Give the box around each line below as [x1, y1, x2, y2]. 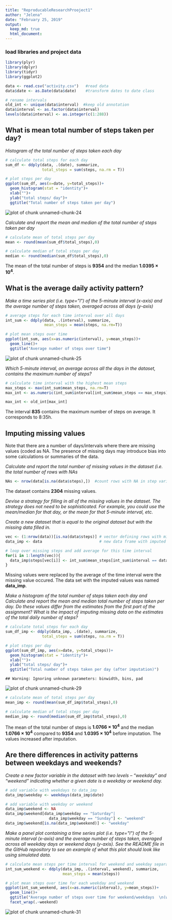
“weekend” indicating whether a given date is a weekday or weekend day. [5, 777, 163, 784]
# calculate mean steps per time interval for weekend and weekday [5, 862, 153, 867]
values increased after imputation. [5, 735, 77, 742]
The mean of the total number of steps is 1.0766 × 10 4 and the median [5, 723, 154, 730]
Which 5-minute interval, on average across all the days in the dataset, [5, 365, 156, 371]
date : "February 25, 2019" [5, 17, 63, 22]
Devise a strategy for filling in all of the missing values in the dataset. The [5, 498, 161, 504]
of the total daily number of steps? [5, 614, 78, 621]
